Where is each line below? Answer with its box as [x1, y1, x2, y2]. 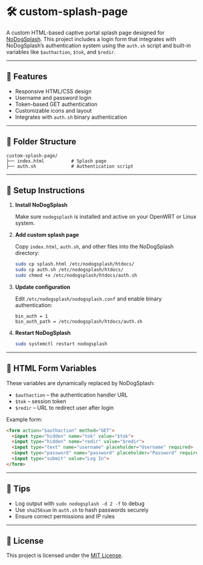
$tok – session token [14, 397, 66, 405]
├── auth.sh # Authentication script [6, 163, 134, 170]
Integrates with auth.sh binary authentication [14, 113, 127, 121]
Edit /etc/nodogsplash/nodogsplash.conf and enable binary [14, 295, 162, 302]
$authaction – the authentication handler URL [14, 391, 128, 398]
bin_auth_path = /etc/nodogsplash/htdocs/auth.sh [14, 319, 143, 325]
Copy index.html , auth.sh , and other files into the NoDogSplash [14, 243, 174, 250]
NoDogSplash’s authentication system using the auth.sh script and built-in [6, 42, 192, 49]
